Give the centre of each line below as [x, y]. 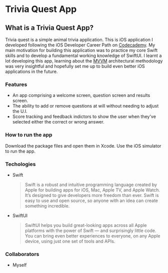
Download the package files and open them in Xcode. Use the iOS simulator [83, 145]
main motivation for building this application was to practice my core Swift [81, 50]
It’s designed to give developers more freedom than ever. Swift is [92, 195]
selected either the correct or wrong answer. [58, 122]
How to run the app [29, 135]
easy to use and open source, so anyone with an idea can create [91, 200]
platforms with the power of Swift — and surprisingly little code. [90, 230]
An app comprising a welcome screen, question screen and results [81, 95]
